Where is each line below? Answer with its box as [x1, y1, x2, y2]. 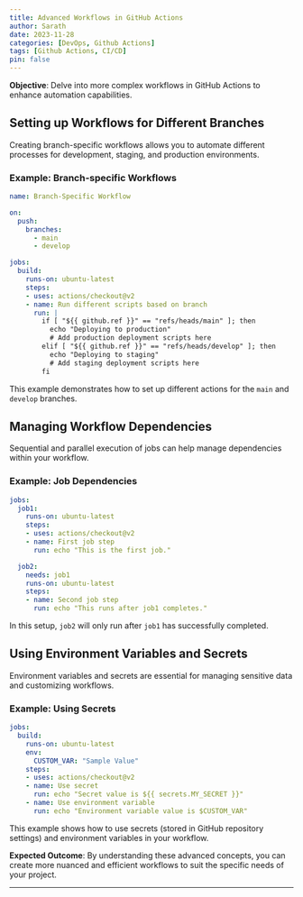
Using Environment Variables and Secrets [9, 646, 248, 662]
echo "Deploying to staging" [49, 350, 160, 359]
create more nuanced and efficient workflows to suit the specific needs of [9, 859, 284, 870]
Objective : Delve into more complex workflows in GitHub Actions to [9, 80, 261, 90]
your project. [9, 869, 57, 880]
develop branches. [9, 393, 78, 404]
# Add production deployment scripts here [49, 334, 212, 343]
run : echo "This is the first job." [32, 545, 171, 554]
